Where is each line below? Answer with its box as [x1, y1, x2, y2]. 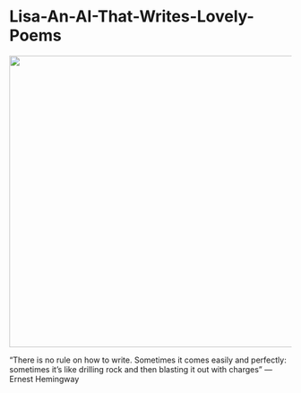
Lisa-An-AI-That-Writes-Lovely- [9, 6, 255, 27]
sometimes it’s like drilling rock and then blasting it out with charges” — [9, 363, 273, 374]
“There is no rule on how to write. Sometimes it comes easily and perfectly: [9, 354, 287, 365]
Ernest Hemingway [9, 373, 80, 384]
